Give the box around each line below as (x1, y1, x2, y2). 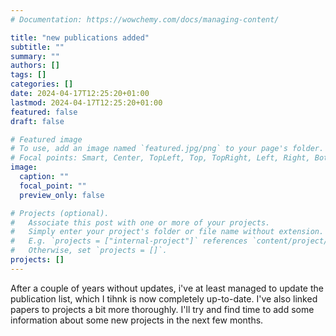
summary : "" (10, 51, 60, 61)
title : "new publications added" (10, 32, 150, 43)
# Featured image (10, 134, 83, 145)
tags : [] (10, 70, 47, 80)
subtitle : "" (10, 42, 65, 52)
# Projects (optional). (10, 208, 110, 218)
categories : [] (10, 79, 74, 90)
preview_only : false (19, 190, 105, 200)
